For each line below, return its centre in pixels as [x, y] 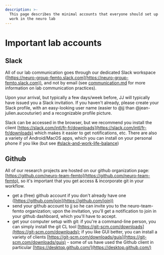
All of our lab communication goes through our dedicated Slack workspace [81, 73]
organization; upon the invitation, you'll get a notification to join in [91, 211]
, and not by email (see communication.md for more [93, 83]
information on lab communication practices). [51, 88]
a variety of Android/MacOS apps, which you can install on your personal [79, 138]
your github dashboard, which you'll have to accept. [64, 216]
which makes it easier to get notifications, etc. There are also [96, 133]
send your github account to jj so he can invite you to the [69, 206]
